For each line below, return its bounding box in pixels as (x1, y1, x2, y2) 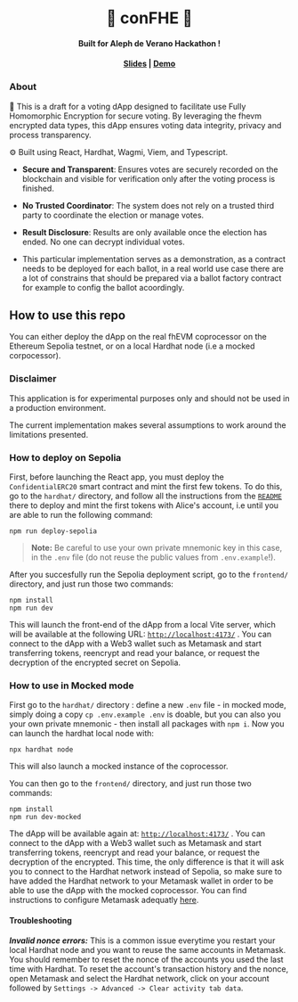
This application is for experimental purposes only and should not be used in (9, 392, 290, 404)
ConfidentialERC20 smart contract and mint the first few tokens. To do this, (9, 481, 283, 492)
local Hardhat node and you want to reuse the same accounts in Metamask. (9, 944, 286, 955)
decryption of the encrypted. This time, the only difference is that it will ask (9, 857, 285, 867)
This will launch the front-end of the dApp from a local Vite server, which (9, 620, 276, 630)
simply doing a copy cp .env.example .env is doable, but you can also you (9, 709, 282, 720)
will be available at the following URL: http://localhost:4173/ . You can (9, 628, 272, 640)
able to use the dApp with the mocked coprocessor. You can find (9, 885, 247, 896)
